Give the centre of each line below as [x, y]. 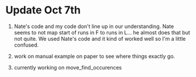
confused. [26, 45]
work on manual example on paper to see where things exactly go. [94, 56]
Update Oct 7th [43, 10]
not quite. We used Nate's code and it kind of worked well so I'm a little [100, 38]
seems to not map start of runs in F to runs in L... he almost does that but [102, 32]
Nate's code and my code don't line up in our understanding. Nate [94, 26]
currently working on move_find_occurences [68, 67]
